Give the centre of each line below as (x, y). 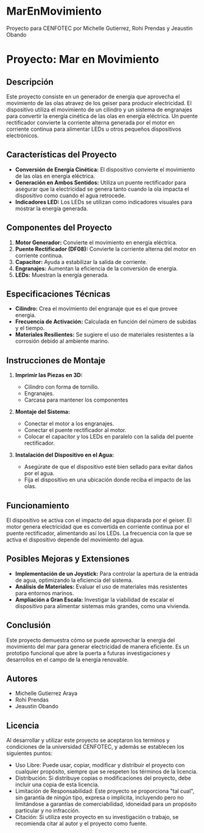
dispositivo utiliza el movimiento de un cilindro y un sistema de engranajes (100, 109)
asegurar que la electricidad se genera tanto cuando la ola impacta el (102, 189)
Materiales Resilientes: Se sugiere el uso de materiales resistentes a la (104, 335)
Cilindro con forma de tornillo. (62, 387)
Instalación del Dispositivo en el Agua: (65, 455)
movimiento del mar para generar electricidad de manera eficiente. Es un (98, 647)
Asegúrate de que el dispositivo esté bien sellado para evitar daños (108, 467)
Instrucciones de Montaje (56, 360)
